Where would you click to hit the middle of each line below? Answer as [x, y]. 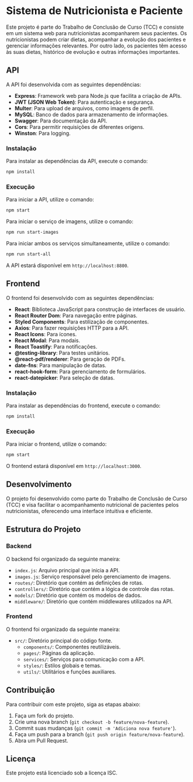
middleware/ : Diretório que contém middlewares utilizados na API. [93, 601]
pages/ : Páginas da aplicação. [59, 653]
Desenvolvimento [39, 484]
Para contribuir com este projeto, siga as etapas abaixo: [73, 704]
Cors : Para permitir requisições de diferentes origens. [79, 127]
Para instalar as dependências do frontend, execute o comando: [83, 405]
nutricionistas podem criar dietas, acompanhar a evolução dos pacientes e [96, 39]
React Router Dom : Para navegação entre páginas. [76, 315]
